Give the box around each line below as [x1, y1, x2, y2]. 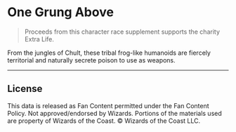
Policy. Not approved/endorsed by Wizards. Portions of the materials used [7, 109, 223, 117]
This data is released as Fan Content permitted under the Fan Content [7, 101, 209, 110]
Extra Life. [24, 34, 55, 43]
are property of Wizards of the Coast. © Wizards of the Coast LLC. [7, 117, 201, 125]
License [7, 83, 43, 95]
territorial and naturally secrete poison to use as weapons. [7, 55, 176, 64]
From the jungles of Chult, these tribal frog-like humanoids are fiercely [7, 48, 211, 57]
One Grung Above [7, 4, 114, 20]
